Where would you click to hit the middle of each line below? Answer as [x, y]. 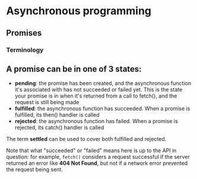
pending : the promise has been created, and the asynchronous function [103, 83]
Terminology [25, 50]
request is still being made [47, 102]
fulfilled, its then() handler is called [57, 115]
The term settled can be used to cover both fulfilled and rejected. [86, 139]
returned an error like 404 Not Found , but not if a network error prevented [97, 163]
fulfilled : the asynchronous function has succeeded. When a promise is [102, 109]
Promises [24, 33]
